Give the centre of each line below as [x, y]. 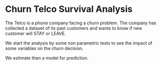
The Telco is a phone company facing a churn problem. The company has [81, 23]
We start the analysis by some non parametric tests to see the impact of [79, 43]
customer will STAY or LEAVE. [36, 33]
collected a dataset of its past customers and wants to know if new [74, 28]
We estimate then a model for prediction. [47, 58]
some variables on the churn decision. [44, 48]
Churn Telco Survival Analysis [69, 9]
